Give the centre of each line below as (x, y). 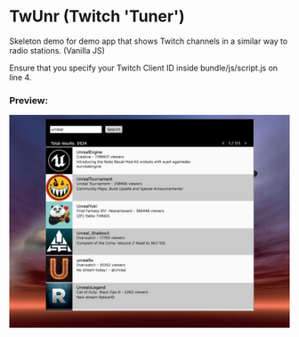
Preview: (29, 100)
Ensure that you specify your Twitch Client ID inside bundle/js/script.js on (144, 68)
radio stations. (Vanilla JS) (57, 50)
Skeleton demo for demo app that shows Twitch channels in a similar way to (149, 41)
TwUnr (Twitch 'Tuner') (97, 16)
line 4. (20, 77)
